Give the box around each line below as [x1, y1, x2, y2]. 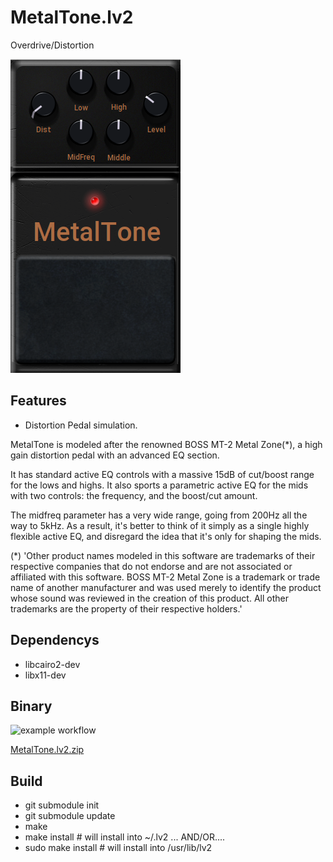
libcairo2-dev [24, 658, 81, 670]
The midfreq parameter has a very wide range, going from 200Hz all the [10, 509, 308, 521]
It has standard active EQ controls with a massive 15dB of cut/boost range [10, 468, 315, 480]
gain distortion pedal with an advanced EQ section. [10, 449, 220, 461]
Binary [10, 697, 53, 715]
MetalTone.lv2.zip [10, 744, 85, 756]
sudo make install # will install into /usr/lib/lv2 [24, 842, 213, 854]
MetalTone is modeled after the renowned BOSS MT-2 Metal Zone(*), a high [10, 438, 323, 450]
